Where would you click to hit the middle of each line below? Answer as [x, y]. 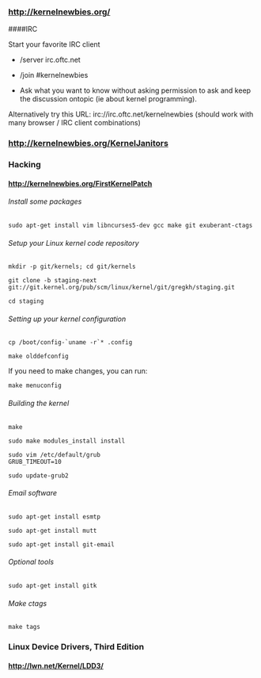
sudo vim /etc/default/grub [55, 454]
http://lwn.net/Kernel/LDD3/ [56, 665]
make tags [25, 627]
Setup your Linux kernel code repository [74, 243]
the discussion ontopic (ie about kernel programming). [108, 99]
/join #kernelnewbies [54, 75]
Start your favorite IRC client [54, 44]
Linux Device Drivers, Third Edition [76, 647]
